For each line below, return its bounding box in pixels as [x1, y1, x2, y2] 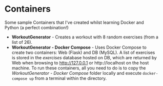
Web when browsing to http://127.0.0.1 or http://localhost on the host [11, 60, 149, 66]
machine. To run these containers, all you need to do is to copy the [11, 65, 146, 71]
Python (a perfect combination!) [4, 24, 69, 30]
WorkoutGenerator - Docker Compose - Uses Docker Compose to [11, 44, 147, 50]
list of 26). [11, 39, 33, 45]
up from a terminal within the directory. [29, 75, 107, 81]
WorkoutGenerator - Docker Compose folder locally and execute [11, 70, 142, 76]
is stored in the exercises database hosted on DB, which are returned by [11, 54, 157, 60]
